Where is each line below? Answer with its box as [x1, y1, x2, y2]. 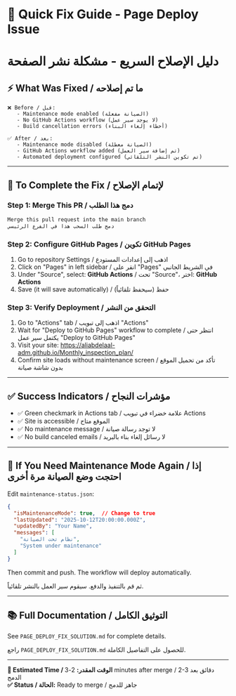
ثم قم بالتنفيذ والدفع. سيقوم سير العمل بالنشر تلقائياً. [7, 582, 144, 590]
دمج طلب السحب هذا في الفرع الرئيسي [7, 223, 114, 230]
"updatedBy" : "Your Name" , [13, 523, 93, 530]
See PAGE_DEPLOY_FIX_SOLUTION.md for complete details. [7, 631, 166, 640]
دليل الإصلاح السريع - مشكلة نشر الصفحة [7, 53, 219, 70]
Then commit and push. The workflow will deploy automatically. [7, 568, 192, 577]
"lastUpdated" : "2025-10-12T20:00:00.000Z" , [13, 516, 146, 523]
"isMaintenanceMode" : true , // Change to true [13, 509, 156, 517]
